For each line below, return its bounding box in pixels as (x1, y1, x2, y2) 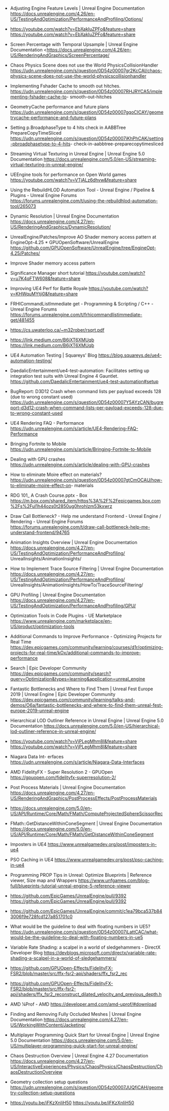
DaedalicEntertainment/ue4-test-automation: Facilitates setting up (10, 367, 150, 374)
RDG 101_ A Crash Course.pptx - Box (10, 492, 88, 498)
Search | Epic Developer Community (10, 665, 87, 671)
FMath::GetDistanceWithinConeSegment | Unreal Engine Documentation (10, 820, 162, 826)
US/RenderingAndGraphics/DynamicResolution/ (10, 224, 111, 230)
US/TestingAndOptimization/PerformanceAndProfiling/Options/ (10, 16, 143, 23)
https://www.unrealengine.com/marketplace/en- (10, 618, 112, 624)
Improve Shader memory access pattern (10, 260, 95, 266)
